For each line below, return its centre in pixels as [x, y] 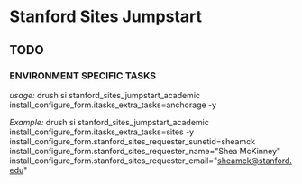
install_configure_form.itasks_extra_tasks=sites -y [102, 132]
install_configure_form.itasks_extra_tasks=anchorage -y [113, 105]
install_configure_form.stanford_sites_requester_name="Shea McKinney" [145, 151]
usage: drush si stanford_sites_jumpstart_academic [105, 95]
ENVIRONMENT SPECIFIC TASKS [83, 76]
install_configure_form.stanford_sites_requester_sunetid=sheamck [132, 141]
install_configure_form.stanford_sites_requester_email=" [114, 161]
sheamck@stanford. [255, 161]
